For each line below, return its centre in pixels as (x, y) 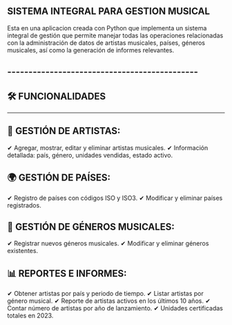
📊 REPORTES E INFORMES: (67, 273)
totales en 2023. (30, 316)
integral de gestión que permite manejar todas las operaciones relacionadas (115, 35)
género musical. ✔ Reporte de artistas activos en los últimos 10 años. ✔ (109, 301)
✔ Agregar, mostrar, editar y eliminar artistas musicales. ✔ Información (108, 147)
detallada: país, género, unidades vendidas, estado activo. (90, 155)
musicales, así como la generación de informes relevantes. (91, 50)
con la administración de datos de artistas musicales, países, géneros (106, 43)
